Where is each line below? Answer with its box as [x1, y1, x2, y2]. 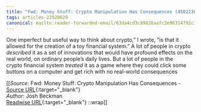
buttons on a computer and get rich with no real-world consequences [6, 68, 178, 75]
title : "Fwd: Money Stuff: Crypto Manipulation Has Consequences [6, 8, 172, 15]
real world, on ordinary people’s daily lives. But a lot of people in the [6, 55, 173, 63]
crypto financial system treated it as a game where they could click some [6, 62, 187, 69]
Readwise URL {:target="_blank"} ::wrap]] [6, 99, 108, 106]
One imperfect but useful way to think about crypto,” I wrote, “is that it [6, 37, 179, 44]
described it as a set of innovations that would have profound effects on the [6, 49, 193, 56]
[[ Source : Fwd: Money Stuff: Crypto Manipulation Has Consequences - [6, 80, 181, 87]
